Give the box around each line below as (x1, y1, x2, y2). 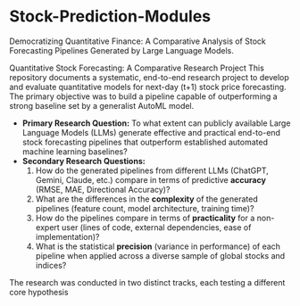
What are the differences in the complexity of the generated (35, 194, 259, 204)
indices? (35, 260, 67, 270)
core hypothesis (9, 286, 69, 297)
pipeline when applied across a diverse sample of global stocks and (35, 250, 286, 261)
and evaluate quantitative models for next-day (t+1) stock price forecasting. (9, 81, 287, 92)
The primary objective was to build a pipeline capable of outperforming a (9, 91, 279, 102)
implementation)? (35, 231, 100, 242)
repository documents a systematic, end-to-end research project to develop (9, 71, 289, 82)
